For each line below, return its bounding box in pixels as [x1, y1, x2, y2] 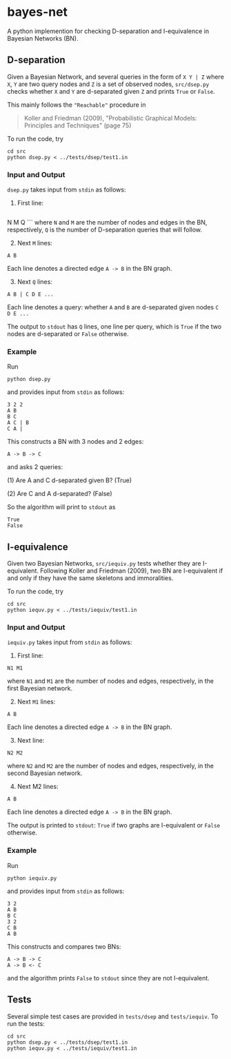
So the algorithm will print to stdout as [7, 503, 116, 511]
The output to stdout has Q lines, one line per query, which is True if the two [7, 322, 222, 331]
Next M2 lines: [17, 783, 59, 791]
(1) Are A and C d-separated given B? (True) [7, 476, 132, 484]
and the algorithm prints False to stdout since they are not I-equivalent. [7, 974, 210, 982]
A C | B [7, 420, 30, 426]
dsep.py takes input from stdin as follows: [7, 185, 126, 194]
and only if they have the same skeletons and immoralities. [7, 574, 174, 582]
